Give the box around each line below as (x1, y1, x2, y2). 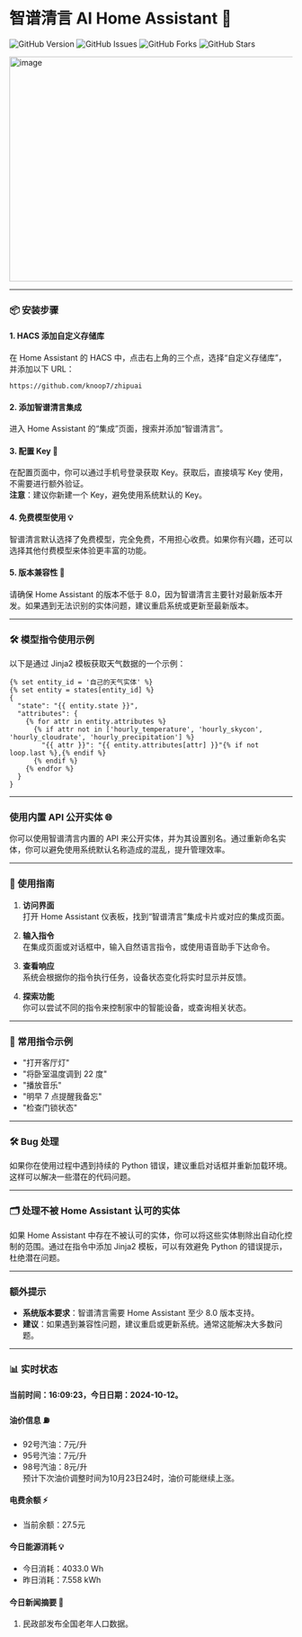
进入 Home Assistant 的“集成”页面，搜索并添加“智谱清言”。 (9, 424, 228, 434)
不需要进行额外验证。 (9, 479, 88, 489)
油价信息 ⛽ (9, 1415, 50, 1426)
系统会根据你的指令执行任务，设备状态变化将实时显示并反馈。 (22, 971, 252, 982)
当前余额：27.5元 (22, 1519, 85, 1530)
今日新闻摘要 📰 (9, 1597, 65, 1607)
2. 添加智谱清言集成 (9, 401, 83, 412)
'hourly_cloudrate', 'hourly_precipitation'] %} (9, 733, 195, 742)
